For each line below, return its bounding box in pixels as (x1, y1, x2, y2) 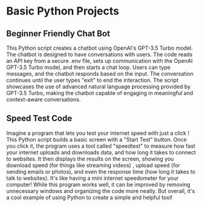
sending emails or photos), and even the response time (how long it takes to (6, 168, 195, 175)
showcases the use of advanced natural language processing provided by (6, 83, 191, 90)
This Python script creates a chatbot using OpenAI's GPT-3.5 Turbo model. (6, 44, 194, 51)
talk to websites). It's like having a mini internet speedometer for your (6, 174, 179, 182)
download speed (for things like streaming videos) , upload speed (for (6, 162, 180, 169)
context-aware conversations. (6, 96, 81, 103)
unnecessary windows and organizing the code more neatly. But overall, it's (6, 187, 195, 194)
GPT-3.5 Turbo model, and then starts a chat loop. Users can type (6, 64, 171, 71)
